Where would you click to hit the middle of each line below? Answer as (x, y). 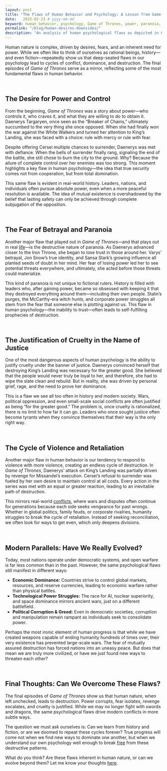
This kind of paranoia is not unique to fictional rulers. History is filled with (80, 283)
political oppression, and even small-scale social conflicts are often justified (83, 401)
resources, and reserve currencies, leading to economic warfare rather (85, 586)
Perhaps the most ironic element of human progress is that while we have (80, 632)
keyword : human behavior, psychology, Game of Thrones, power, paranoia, (83, 24)
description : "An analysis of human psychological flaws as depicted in (82, 33)
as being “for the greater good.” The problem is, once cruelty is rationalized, (83, 407)
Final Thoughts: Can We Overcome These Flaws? (83, 684)
